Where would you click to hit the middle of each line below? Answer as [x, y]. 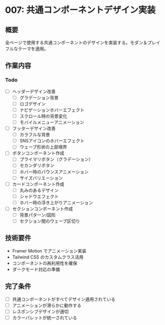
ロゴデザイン [33, 103]
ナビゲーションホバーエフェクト [52, 110]
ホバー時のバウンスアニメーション [54, 172]
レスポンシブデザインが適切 [40, 311]
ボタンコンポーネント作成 [38, 153]
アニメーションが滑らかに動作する [47, 305]
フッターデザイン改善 [34, 129]
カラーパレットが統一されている [45, 318]
